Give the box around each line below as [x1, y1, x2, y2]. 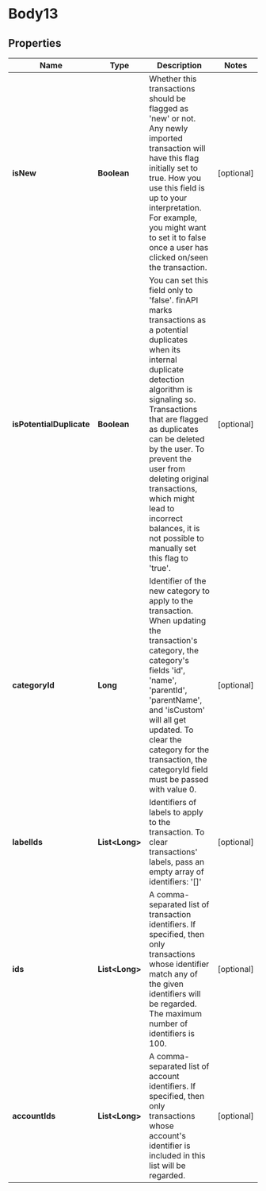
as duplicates [149, 424, 199, 434]
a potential [149, 325, 188, 335]
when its [149, 345, 180, 355]
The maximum [149, 1008, 203, 1019]
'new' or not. [149, 113, 196, 124]
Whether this [149, 73, 197, 84]
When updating [149, 615, 207, 626]
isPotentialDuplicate [12, 418, 90, 430]
